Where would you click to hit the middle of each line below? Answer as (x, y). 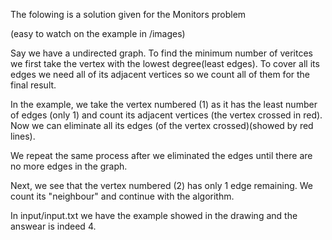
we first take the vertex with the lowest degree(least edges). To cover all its (165, 63)
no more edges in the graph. (69, 166)
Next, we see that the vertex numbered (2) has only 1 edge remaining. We (161, 185)
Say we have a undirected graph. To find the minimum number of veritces (162, 53)
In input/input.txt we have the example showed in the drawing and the (154, 215)
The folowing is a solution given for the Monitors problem (128, 14)
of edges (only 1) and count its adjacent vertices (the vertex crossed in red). (166, 115)
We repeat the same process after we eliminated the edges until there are (161, 155)
